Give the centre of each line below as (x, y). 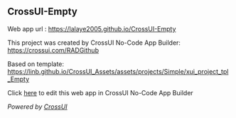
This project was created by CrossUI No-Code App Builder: (94, 43)
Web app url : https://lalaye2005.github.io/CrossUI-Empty (92, 28)
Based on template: (36, 64)
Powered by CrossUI (37, 107)
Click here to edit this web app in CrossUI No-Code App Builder (100, 92)
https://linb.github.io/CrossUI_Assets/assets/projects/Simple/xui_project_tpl (118, 71)
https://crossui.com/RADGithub (53, 50)
